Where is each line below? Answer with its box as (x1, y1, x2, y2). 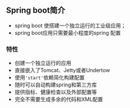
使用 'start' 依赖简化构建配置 (14, 74, 85, 81)
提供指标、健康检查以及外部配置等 (14, 89, 97, 96)
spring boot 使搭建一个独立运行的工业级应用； (14, 22, 126, 29)
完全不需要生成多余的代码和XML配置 (14, 96, 103, 103)
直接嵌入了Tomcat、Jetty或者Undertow (14, 67, 110, 74)
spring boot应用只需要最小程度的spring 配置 (14, 29, 121, 36)
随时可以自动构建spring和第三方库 (14, 81, 97, 88)
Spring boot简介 (6, 5, 66, 16)
